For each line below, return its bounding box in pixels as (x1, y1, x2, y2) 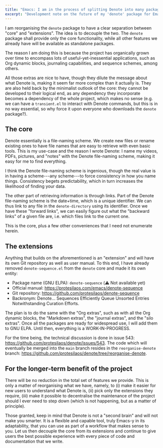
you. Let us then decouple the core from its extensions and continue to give (5, 428, 156, 434)
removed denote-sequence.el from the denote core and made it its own (5, 265, 146, 271)
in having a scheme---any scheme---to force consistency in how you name (5, 173, 156, 179)
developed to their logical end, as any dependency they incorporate (5, 90, 141, 96)
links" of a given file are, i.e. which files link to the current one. (5, 213, 130, 219)
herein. (5, 228, 19, 234)
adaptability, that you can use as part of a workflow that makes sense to (5, 423, 149, 429)
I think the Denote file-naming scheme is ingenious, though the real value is (5, 168, 156, 174)
